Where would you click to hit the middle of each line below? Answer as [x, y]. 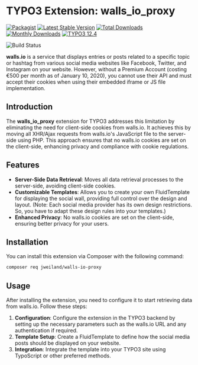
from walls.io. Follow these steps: [47, 306]
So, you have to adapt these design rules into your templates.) [90, 211]
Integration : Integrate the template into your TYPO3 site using [90, 350]
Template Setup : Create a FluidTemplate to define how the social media [102, 337]
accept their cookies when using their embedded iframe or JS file [86, 82]
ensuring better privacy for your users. [62, 223]
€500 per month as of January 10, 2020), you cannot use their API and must [99, 75]
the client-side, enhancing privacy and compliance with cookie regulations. [98, 146]
